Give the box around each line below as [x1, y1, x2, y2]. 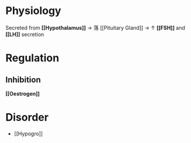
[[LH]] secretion [5, 30, 45, 38]
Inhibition [5, 74, 41, 84]
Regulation [5, 52, 60, 65]
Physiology [5, 4, 62, 18]
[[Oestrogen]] [5, 90, 40, 97]
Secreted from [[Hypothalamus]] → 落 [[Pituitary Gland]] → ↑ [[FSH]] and [5, 24, 186, 31]
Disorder [5, 111, 49, 124]
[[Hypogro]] [13, 130, 43, 137]
